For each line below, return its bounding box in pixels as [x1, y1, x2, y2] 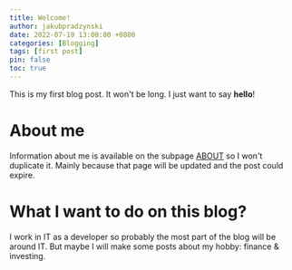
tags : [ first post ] [9, 47, 83, 56]
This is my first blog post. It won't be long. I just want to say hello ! [9, 88, 256, 100]
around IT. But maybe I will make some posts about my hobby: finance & [9, 241, 279, 252]
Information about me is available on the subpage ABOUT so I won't [9, 150, 263, 161]
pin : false [9, 55, 51, 64]
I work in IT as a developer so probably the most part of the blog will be [9, 231, 277, 242]
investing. [9, 250, 46, 261]
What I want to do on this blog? [9, 201, 248, 222]
